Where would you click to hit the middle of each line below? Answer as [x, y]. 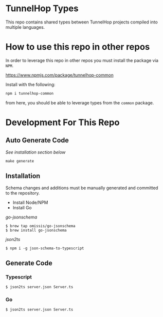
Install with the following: [30, 84]
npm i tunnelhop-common [30, 93]
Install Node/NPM [30, 202]
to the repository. [23, 193]
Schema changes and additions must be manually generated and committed [82, 188]
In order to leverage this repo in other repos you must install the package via [82, 60]
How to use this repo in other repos [78, 47]
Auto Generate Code [37, 140]
